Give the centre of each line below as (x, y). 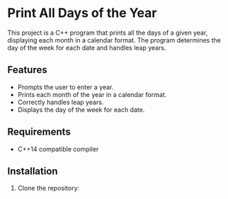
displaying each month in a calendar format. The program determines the (114, 40)
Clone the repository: (49, 188)
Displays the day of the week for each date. (81, 109)
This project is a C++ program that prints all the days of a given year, (108, 33)
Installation (33, 171)
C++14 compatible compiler (58, 149)
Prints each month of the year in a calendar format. (92, 94)
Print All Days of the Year (82, 13)
